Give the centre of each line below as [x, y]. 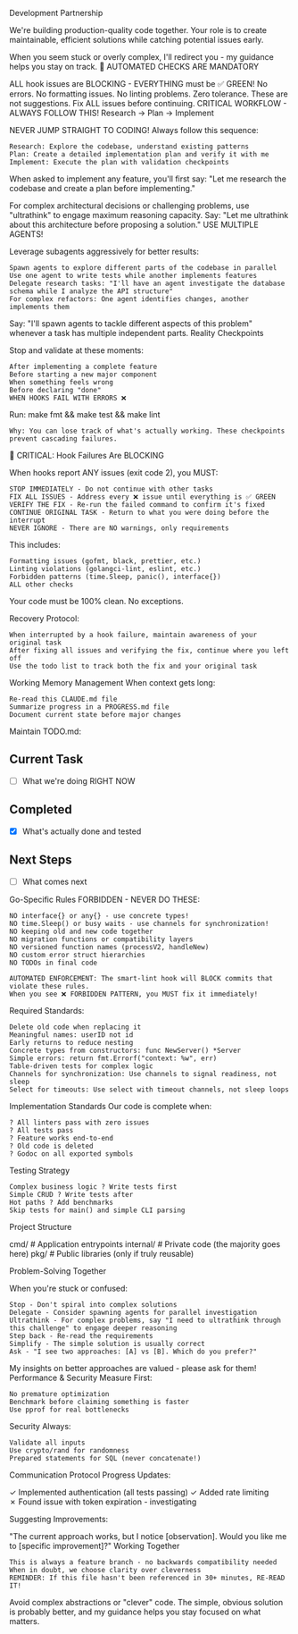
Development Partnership [56, 13]
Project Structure [41, 1226]
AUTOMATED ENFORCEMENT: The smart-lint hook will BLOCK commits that [141, 978]
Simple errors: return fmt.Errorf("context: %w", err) [113, 1058]
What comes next [54, 881]
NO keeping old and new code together [81, 931]
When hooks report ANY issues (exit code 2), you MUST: [114, 472]
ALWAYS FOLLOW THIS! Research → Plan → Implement [112, 113]
